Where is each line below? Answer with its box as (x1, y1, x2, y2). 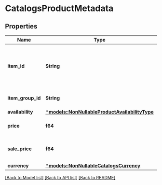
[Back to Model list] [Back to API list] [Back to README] (5, 175, 116, 180)
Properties (5, 22, 38, 30)
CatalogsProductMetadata (5, 3, 114, 14)
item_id (7, 63, 25, 69)
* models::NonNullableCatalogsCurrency (45, 162, 141, 169)
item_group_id (7, 95, 41, 101)
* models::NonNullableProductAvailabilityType (45, 109, 154, 115)
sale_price (7, 145, 32, 152)
